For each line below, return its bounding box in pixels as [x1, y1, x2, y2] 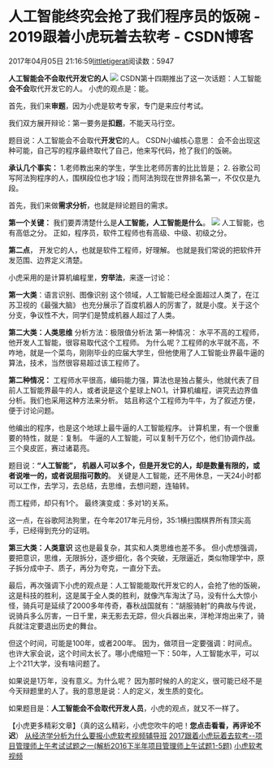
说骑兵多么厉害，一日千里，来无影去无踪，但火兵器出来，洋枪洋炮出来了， [8, 610, 258, 620]
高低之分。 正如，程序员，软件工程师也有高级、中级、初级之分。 [15, 228, 232, 237]
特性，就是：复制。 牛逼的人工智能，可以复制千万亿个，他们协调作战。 [22, 432, 260, 443]
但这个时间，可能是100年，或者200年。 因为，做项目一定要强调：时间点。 [8, 638, 257, 648]
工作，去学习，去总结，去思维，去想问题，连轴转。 [22, 480, 193, 490]
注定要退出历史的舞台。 [22, 621, 102, 631]
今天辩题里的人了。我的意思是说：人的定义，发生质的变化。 [8, 686, 208, 696]
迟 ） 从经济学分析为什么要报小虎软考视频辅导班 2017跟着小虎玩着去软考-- [8, 731, 256, 740]
